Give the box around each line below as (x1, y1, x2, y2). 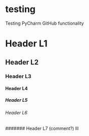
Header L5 (5, 97, 28, 103)
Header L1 (5, 38, 48, 49)
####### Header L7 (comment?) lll (5, 125, 79, 131)
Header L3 (5, 73, 32, 80)
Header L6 (5, 110, 28, 115)
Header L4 (5, 86, 28, 92)
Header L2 (5, 58, 39, 66)
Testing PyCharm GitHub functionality (5, 20, 84, 26)
